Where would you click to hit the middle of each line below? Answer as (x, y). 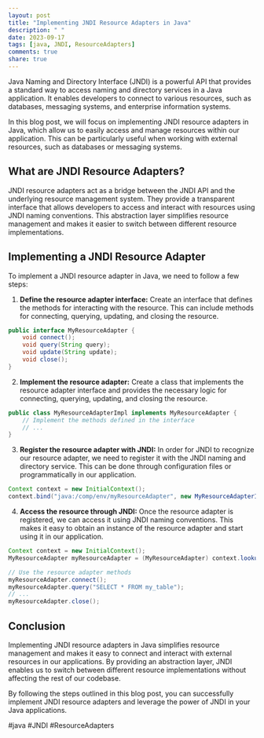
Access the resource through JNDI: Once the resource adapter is (126, 511)
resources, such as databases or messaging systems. (95, 147)
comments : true (33, 52)
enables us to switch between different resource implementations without (127, 670)
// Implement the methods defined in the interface (108, 420)
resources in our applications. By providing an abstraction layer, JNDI (120, 661)
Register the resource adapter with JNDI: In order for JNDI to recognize (137, 450)
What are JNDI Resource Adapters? (97, 172)
